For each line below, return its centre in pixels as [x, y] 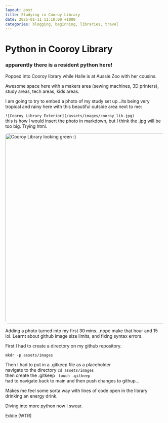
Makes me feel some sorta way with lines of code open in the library [76, 391]
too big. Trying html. [26, 126]
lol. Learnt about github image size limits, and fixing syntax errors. [74, 336]
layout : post [19, 10]
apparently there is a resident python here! [59, 65]
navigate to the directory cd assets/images [50, 370]
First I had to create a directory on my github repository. [64, 346]
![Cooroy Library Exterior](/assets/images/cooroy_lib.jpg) [70, 116]
